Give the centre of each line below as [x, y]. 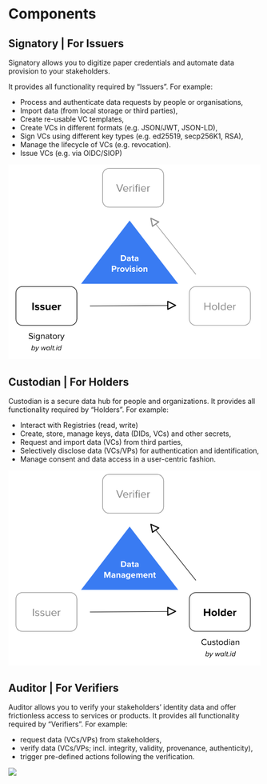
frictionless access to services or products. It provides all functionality [124, 716]
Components [52, 14]
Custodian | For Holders [69, 382]
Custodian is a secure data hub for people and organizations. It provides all [132, 402]
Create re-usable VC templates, [72, 119]
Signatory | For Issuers [66, 44]
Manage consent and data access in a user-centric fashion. [118, 459]
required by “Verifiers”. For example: [68, 724]
